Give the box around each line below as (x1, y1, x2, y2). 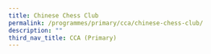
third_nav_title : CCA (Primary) (8, 33, 117, 42)
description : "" (8, 26, 63, 34)
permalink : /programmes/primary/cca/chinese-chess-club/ (8, 19, 204, 27)
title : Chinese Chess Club (8, 11, 99, 20)
